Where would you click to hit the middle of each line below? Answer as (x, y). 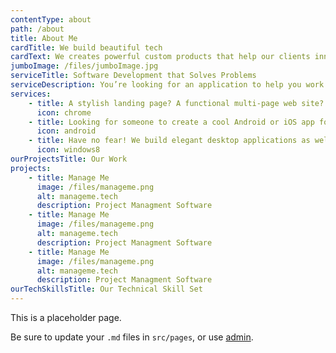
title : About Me (44, 38)
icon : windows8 (68, 150)
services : (31, 94)
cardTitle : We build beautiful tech (86, 47)
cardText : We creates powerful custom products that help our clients (160, 57)
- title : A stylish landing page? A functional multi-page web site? (176, 103)
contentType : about (51, 19)
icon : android (66, 131)
